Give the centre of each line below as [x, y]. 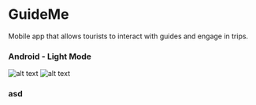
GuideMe [39, 14]
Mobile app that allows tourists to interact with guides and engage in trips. [128, 36]
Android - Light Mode [50, 56]
